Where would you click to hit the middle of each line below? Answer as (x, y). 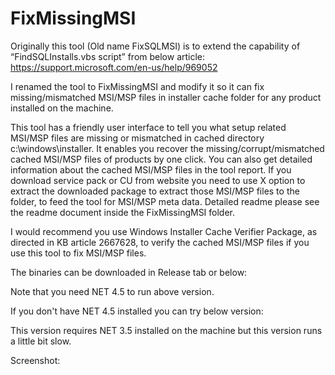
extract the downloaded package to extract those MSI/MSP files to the (155, 191)
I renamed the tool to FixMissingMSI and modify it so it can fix (137, 86)
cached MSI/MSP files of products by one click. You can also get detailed (161, 159)
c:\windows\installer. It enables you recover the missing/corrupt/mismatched (167, 148)
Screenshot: (35, 360)
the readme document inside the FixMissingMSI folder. (123, 212)
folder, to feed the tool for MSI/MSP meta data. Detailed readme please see (165, 201)
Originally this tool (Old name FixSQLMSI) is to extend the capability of (155, 46)
